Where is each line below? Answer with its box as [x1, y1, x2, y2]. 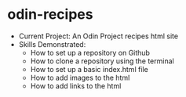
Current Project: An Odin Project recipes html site [18, 31, 178, 41]
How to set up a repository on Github [30, 48, 151, 57]
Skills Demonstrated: [18, 39, 86, 48]
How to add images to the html [30, 73, 130, 82]
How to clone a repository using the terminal [30, 56, 174, 66]
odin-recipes [7, 5, 93, 23]
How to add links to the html [30, 81, 122, 91]
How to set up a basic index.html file [30, 64, 148, 74]
